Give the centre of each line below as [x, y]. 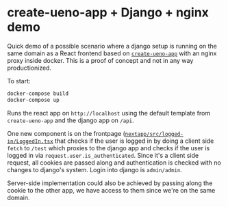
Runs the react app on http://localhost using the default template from [109, 113]
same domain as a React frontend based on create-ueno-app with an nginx [112, 53]
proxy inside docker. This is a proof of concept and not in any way [100, 60]
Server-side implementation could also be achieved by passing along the [110, 183]
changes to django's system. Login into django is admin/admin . [95, 169]
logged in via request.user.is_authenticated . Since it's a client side [103, 155]
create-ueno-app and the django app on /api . [71, 120]
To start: [19, 81]
